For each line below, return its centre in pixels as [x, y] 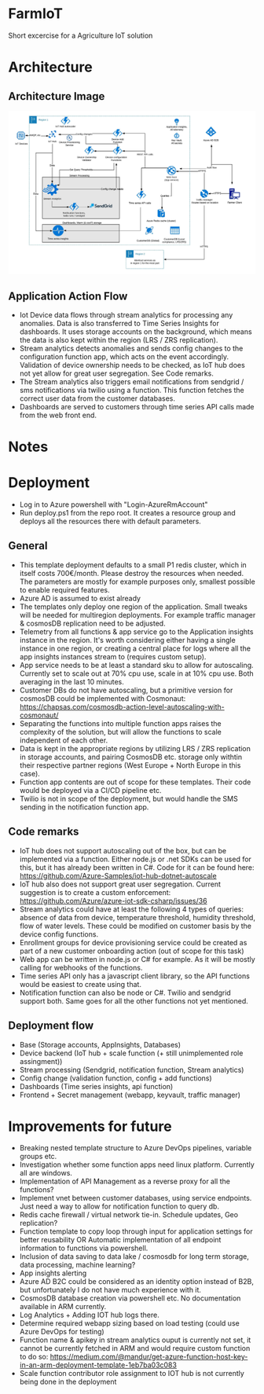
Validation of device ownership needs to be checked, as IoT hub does [132, 365]
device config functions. [59, 934]
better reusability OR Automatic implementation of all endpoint [120, 1240]
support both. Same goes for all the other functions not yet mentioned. [134, 1001]
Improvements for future [90, 1126]
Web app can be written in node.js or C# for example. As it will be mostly [137, 959]
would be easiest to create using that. [80, 984]
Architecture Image [57, 96]
